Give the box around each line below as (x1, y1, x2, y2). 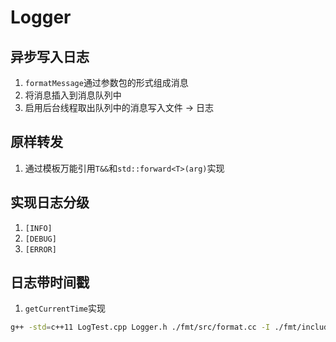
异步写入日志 (10, 48, 90, 65)
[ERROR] (24, 244, 57, 255)
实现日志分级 (10, 194, 90, 211)
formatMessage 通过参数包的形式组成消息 (24, 77, 189, 88)
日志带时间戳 (10, 274, 90, 291)
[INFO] (24, 223, 53, 233)
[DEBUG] (24, 234, 57, 244)
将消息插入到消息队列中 (24, 89, 122, 101)
